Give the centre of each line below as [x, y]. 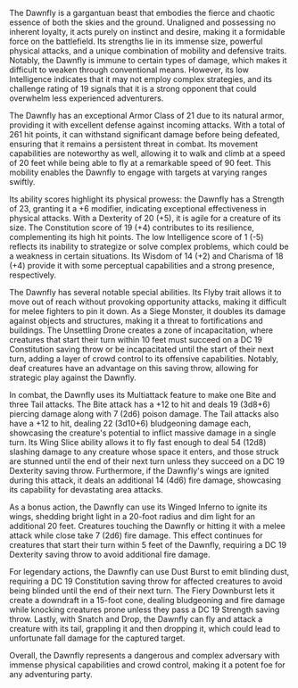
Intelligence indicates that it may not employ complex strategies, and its [141, 79]
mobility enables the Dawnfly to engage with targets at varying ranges [138, 172]
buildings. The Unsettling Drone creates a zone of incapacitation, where [141, 330]
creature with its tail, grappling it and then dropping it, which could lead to [145, 629]
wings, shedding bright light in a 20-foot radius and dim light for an [132, 516]
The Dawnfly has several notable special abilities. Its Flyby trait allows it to [145, 292]
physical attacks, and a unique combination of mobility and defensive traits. [148, 51]
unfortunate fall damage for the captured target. [97, 638]
